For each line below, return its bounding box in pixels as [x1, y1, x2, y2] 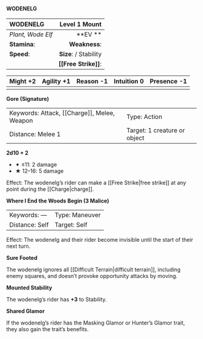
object [126, 134, 145, 142]
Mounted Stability [6, 284, 53, 291]
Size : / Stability [59, 50, 102, 59]
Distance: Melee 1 [9, 130, 61, 138]
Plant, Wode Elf [9, 30, 53, 39]
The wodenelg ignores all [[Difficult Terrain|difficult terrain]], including [6, 266, 181, 273]
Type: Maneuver [54, 211, 101, 219]
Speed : [9, 50, 30, 59]
